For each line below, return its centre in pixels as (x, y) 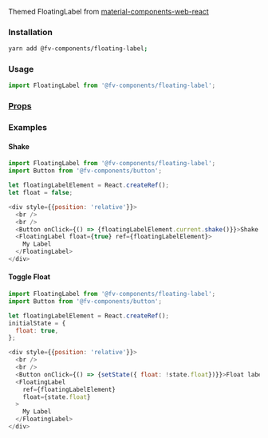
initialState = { (37, 323)
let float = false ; (41, 193)
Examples (28, 128)
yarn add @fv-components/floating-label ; (78, 49)
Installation (31, 32)
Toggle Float (29, 277)
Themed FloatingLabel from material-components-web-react (108, 12)
